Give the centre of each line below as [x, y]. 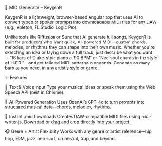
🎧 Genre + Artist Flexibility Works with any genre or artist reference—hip [78, 131]
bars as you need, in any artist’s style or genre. [52, 68]
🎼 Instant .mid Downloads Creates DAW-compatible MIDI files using [72, 116]
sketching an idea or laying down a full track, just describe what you [73, 52]
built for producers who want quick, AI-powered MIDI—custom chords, [76, 42]
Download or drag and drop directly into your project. [78, 122]
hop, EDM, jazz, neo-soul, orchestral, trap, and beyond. [61, 138]
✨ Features [16, 77]
